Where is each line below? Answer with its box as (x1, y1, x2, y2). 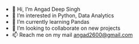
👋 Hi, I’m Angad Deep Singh (11, 6, 81, 12)
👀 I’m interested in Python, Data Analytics (11, 12, 114, 19)
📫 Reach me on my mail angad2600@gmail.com (11, 32, 133, 38)
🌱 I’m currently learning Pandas (11, 18, 90, 25)
